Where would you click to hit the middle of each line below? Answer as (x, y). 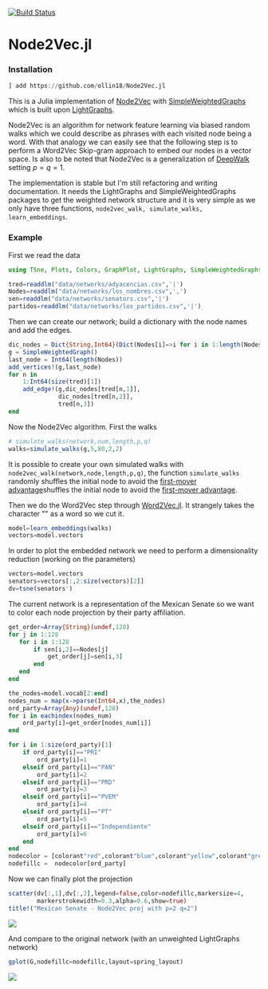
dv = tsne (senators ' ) (41, 589)
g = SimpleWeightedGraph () (53, 352)
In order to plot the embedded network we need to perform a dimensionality (133, 551)
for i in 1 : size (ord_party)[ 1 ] (60, 745)
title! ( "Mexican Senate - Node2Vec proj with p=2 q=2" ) (103, 908)
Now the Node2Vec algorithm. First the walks (83, 426)
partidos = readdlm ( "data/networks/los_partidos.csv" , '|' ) (105, 307)
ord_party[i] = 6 (62, 834)
